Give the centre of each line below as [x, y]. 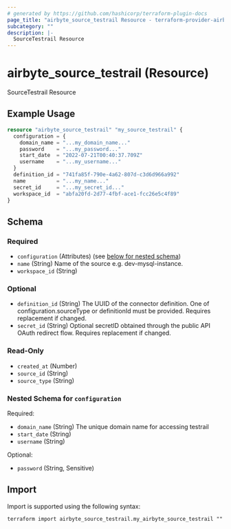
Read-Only [26, 351]
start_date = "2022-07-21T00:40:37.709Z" [81, 156]
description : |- [30, 33]
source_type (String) [45, 380]
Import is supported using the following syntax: [74, 506]
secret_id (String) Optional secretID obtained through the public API [114, 326]
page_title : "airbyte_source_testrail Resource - [80, 20]
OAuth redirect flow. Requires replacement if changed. [94, 333]
